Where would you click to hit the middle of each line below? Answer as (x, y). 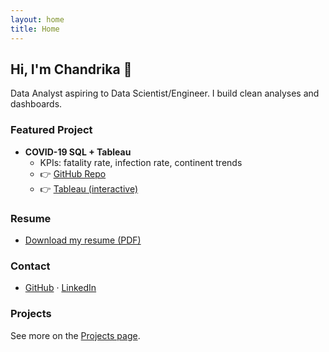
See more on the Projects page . (75, 335)
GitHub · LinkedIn (60, 288)
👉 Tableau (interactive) (89, 188)
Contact (30, 266)
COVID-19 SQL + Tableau (78, 152)
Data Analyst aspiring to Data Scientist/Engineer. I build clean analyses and (165, 93)
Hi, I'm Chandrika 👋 (71, 69)
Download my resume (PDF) (83, 240)
